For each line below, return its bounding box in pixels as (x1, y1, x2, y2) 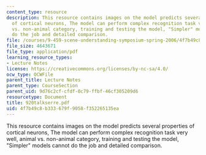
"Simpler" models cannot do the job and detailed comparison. (6, 142, 162, 149)
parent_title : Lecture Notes (6, 77, 81, 83)
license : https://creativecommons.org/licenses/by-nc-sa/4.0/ (6, 65, 169, 72)
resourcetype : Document (6, 94, 67, 100)
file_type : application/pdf (6, 49, 78, 55)
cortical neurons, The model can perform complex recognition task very (6, 129, 188, 136)
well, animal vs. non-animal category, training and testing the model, (6, 135, 179, 142)
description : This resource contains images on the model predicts (6, 15, 183, 21)
